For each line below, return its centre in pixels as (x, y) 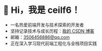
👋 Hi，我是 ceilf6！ (42, 10)
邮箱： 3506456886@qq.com (40, 37)
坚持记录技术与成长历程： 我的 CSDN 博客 (52, 31)
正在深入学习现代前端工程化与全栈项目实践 (53, 43)
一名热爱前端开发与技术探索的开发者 (47, 25)
